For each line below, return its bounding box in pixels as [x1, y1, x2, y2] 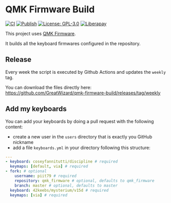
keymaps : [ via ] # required [10, 192, 68, 198]
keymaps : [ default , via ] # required [10, 164, 88, 169]
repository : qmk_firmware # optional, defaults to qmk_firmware [14, 178, 155, 183]
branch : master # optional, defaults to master [14, 183, 118, 188]
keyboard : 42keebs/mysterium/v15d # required [10, 188, 109, 193]
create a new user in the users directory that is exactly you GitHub [12, 133, 153, 139]
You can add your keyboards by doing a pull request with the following [5, 118, 154, 124]
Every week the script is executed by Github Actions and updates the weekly [5, 69, 166, 75]
